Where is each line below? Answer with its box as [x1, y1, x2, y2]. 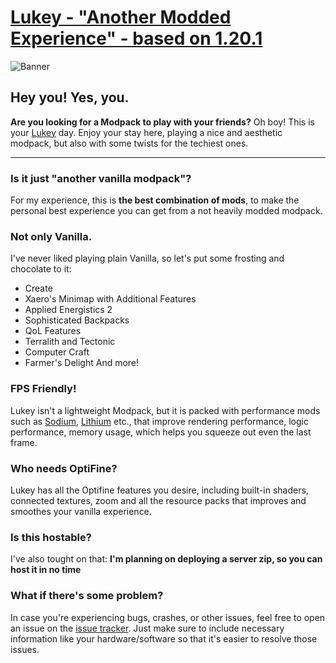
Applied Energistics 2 [24, 304, 113, 316]
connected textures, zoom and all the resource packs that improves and [10, 494, 307, 506]
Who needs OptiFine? [10, 461, 118, 475]
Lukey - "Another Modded [10, 6, 232, 29]
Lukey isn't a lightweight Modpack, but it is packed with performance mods [10, 404, 321, 416]
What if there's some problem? [10, 589, 164, 603]
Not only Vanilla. [10, 229, 93, 243]
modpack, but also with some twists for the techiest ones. [10, 137, 249, 149]
